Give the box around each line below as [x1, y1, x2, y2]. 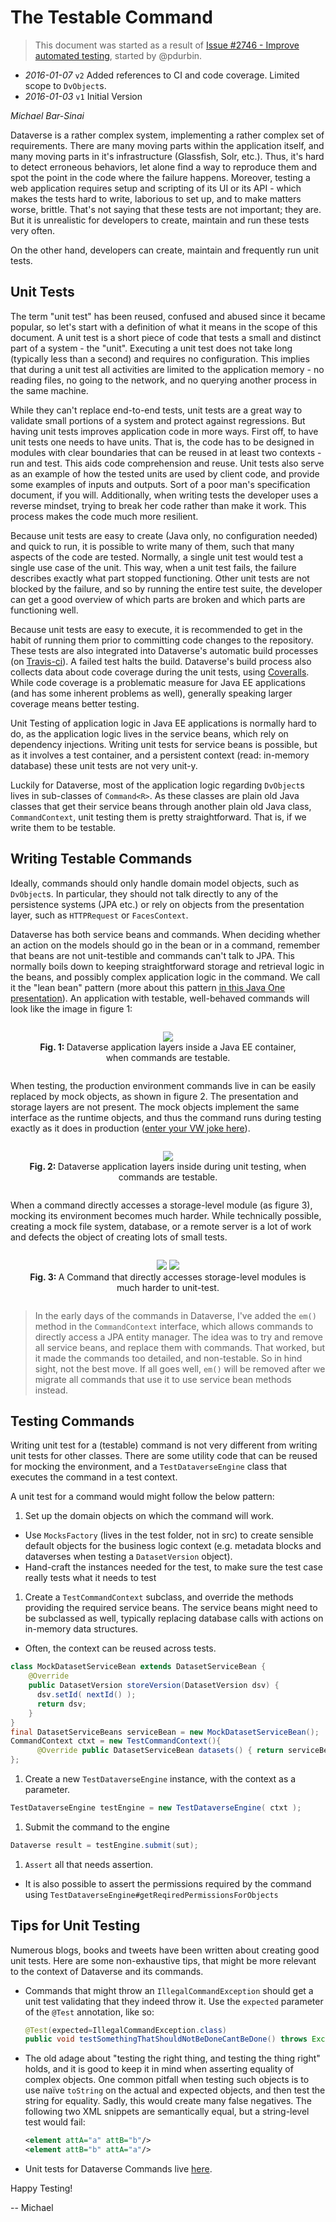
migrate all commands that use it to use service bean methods [34, 1373, 292, 1385]
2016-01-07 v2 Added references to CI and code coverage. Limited [24, 69, 300, 81]
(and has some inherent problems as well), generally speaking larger [10, 687, 293, 699]
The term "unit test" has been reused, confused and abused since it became [10, 310, 326, 322]
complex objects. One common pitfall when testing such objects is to [24, 2074, 310, 2086]
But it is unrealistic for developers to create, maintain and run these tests [10, 214, 310, 226]
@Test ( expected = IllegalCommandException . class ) [24, 2025, 228, 2035]
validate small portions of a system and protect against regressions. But [10, 414, 306, 426]
